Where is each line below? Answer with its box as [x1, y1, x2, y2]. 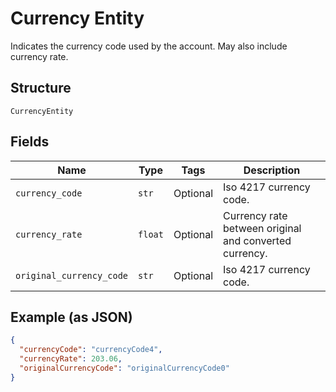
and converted [223, 233, 292, 247]
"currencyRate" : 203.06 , [19, 354, 123, 364]
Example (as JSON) [10, 308, 133, 326]
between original [223, 221, 302, 235]
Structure [10, 80, 72, 97]
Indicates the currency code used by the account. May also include [10, 40, 288, 52]
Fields [10, 133, 50, 151]
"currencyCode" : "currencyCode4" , [19, 345, 163, 355]
